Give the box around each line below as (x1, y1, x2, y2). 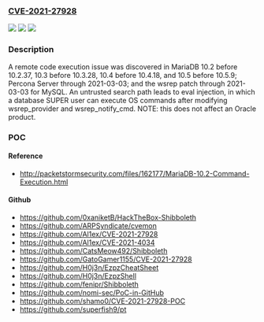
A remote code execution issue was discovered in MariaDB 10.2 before (8, 61, 238, 72)
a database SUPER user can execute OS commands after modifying (8, 95, 228, 105)
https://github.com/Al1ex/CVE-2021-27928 (19, 229, 158, 239)
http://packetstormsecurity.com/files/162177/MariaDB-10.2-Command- (19, 168, 250, 178)
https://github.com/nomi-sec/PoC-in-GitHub (19, 287, 164, 297)
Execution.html (19, 177, 69, 187)
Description (8, 44, 54, 55)
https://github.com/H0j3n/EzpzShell (19, 271, 136, 280)
